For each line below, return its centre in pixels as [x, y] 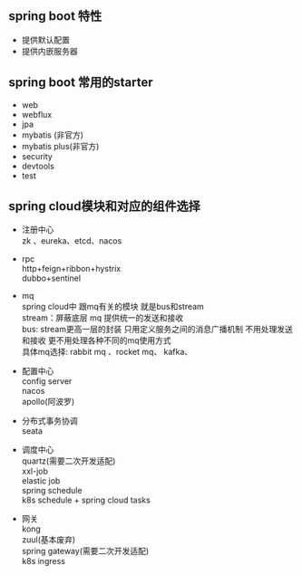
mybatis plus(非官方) [60, 146]
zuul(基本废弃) [49, 540]
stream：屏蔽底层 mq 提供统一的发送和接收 [102, 318]
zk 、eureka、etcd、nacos [72, 241]
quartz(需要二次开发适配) [68, 461]
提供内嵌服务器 [49, 51]
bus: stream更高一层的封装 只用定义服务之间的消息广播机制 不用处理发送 [157, 330]
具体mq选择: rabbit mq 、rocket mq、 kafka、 [107, 352]
